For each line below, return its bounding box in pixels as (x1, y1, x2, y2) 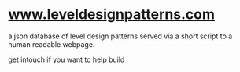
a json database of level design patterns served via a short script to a (8, 31, 233, 41)
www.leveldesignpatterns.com (8, 5, 215, 23)
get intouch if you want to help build (8, 55, 125, 64)
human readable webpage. (8, 39, 95, 49)
